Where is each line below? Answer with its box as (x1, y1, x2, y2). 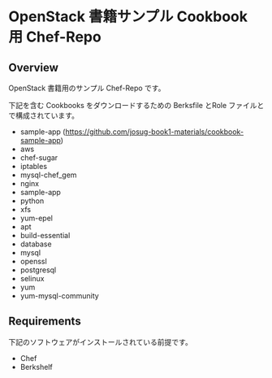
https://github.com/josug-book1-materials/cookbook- (64, 127, 244, 137)
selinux (19, 274, 45, 283)
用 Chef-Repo (8, 28, 101, 46)
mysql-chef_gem (19, 170, 77, 180)
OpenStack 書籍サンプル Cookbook (8, 7, 248, 26)
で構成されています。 (8, 111, 80, 120)
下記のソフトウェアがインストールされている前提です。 (8, 337, 192, 346)
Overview (8, 60, 59, 74)
